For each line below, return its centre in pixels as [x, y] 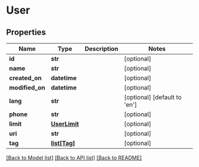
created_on [25, 78]
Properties [26, 32]
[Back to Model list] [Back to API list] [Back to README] [74, 158]
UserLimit [65, 124]
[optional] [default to [153, 97]
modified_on [27, 88]
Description [102, 49]
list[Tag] [63, 143]
